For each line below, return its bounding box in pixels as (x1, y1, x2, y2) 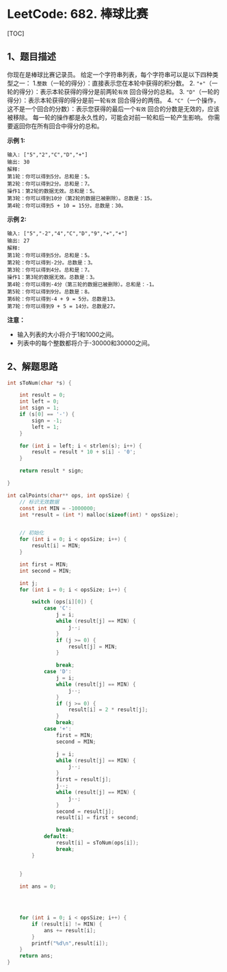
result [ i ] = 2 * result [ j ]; (68, 706, 148, 713)
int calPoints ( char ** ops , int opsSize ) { (7, 492, 130, 499)
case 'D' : (43, 669, 72, 675)
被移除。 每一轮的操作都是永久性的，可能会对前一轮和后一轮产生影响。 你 (7, 113, 214, 121)
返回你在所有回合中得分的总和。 (12, 121, 103, 130)
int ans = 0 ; (19, 883, 57, 890)
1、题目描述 (7, 51, 57, 62)
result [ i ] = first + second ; (55, 814, 139, 821)
